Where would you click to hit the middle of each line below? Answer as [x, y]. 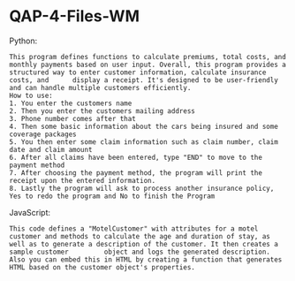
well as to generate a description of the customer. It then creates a [144, 244]
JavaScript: [30, 212]
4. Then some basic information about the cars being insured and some [144, 126]
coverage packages [43, 134]
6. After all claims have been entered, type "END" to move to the [136, 157]
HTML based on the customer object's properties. [102, 267]
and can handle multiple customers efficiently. [100, 87]
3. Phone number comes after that [73, 118]
